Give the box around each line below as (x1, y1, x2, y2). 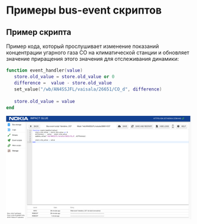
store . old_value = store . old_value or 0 (14, 73, 115, 80)
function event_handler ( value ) (6, 67, 83, 73)
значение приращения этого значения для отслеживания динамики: (6, 56, 179, 62)
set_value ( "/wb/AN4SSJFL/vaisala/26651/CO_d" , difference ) (14, 86, 162, 92)
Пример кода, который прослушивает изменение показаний (6, 43, 159, 50)
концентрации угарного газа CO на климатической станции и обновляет (6, 49, 190, 56)
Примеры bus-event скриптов (6, 4, 162, 17)
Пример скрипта (6, 27, 72, 37)
